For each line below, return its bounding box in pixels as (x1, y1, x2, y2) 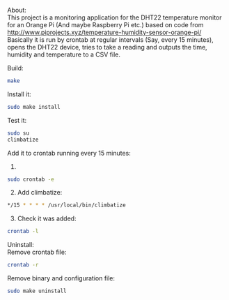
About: (7, 6, 26, 14)
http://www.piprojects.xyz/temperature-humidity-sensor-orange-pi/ (7, 28, 202, 36)
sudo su (7, 129, 30, 137)
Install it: (7, 90, 31, 98)
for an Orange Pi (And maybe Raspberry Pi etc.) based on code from (7, 21, 204, 29)
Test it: (7, 116, 27, 124)
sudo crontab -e (7, 176, 54, 183)
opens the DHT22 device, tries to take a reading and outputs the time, (7, 43, 207, 51)
